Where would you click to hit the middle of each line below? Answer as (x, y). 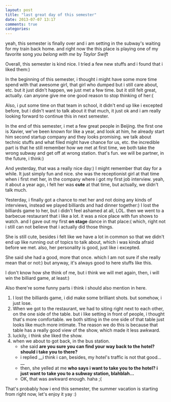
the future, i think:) (25, 159)
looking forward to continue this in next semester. (57, 116)
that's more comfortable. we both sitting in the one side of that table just (88, 320)
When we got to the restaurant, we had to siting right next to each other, (88, 309)
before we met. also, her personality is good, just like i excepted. (73, 248)
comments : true (21, 24)
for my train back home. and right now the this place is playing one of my (82, 49)
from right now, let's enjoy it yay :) (41, 394)
